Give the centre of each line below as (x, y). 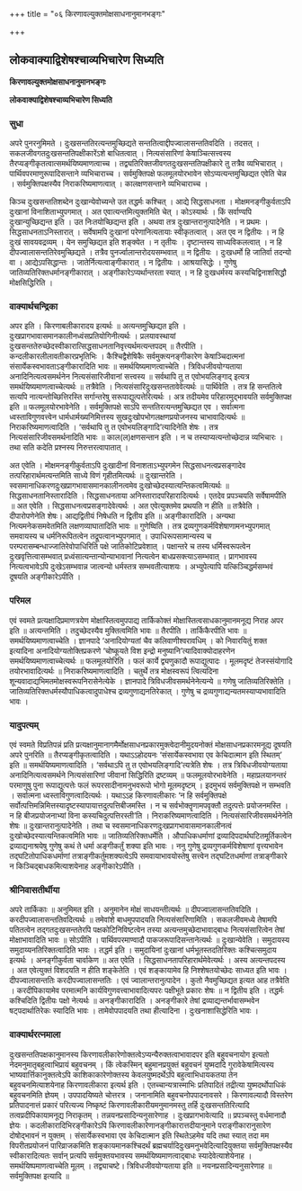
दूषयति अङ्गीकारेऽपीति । (45, 577)
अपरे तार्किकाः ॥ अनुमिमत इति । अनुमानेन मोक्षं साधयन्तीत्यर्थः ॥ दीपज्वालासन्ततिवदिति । (134, 909)
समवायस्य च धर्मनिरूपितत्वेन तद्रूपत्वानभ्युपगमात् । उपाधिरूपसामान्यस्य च (111, 536)
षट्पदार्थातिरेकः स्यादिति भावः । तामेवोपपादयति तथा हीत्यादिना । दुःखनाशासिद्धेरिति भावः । (134, 1011)
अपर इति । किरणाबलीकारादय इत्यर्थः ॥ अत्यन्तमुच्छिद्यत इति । (98, 326)
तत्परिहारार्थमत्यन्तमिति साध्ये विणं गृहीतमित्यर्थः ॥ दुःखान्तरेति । (96, 476)
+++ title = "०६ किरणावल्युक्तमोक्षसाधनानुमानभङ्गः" (88, 14)
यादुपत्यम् (24, 725)
